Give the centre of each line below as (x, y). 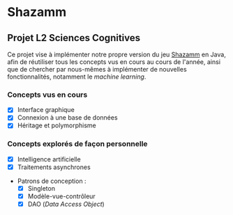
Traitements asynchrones (54, 167)
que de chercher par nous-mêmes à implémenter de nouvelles (97, 69)
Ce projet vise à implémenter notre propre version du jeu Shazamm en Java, (117, 54)
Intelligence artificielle (49, 159)
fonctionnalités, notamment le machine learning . (77, 77)
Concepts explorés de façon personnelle (77, 144)
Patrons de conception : (52, 181)
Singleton (42, 188)
